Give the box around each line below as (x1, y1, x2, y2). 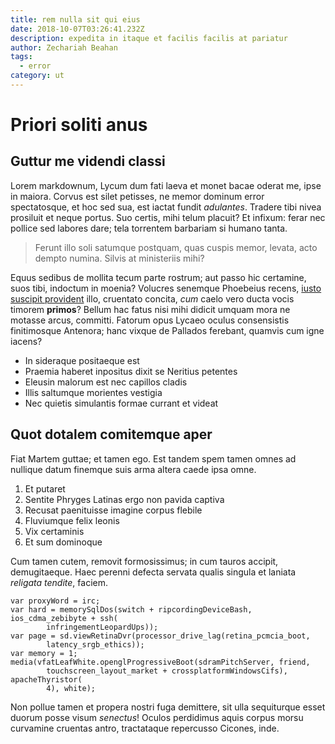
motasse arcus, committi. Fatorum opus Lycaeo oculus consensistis (10, 314, 290, 326)
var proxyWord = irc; (10, 596, 101, 606)
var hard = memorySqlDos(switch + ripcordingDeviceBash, (10, 604, 253, 615)
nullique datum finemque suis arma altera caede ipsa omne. (10, 463, 257, 475)
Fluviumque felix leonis (24, 514, 120, 526)
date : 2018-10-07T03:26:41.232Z (10, 24, 145, 34)
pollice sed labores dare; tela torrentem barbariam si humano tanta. (10, 222, 288, 234)
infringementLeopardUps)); (46, 622, 159, 632)
